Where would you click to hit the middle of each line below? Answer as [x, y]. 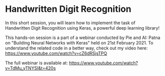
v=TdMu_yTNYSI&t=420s [31, 68]
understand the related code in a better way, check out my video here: [76, 48]
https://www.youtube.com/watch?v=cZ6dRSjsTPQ [56, 53]
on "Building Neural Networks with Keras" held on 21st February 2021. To [79, 42]
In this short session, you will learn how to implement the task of [70, 23]
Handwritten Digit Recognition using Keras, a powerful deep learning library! [82, 28]
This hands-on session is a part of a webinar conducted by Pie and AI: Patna [83, 38]
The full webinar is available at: [36, 63]
